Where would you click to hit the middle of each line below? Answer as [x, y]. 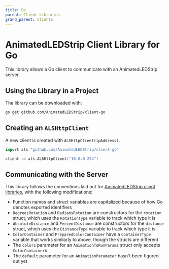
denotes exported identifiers [42, 207]
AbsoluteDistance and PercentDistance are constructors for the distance [88, 223]
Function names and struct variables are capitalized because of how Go [88, 202]
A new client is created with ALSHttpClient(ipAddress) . [63, 140]
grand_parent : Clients [29, 19]
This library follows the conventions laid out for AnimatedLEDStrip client [80, 187]
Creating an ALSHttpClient [47, 128]
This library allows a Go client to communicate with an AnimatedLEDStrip [81, 70]
